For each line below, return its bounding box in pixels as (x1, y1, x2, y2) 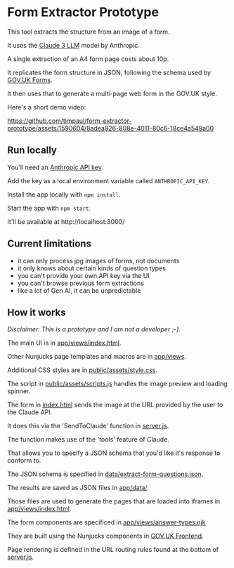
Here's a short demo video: (7, 103, 86, 111)
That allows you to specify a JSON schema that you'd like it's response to (7, 449, 221, 457)
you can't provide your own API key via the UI (17, 271, 150, 279)
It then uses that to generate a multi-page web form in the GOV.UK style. (7, 89, 218, 98)
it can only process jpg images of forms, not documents (17, 256, 180, 265)
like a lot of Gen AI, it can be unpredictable (17, 286, 141, 295)
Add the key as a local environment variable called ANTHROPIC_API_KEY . (7, 176, 210, 185)
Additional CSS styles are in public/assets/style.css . (7, 366, 158, 374)
